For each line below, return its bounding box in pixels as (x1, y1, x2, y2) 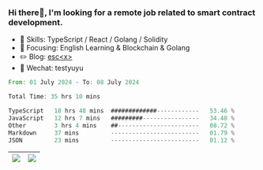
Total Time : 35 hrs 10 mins (8, 93, 101, 101)
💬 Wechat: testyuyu (19, 63, 84, 73)
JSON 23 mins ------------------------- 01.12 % (8, 136, 235, 144)
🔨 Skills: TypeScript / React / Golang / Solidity (19, 35, 168, 44)
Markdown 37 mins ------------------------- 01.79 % (8, 129, 235, 137)
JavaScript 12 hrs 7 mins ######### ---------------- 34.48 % (8, 114, 235, 122)
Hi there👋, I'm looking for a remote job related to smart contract (8, 7, 256, 18)
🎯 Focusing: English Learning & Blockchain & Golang (19, 43, 190, 53)
